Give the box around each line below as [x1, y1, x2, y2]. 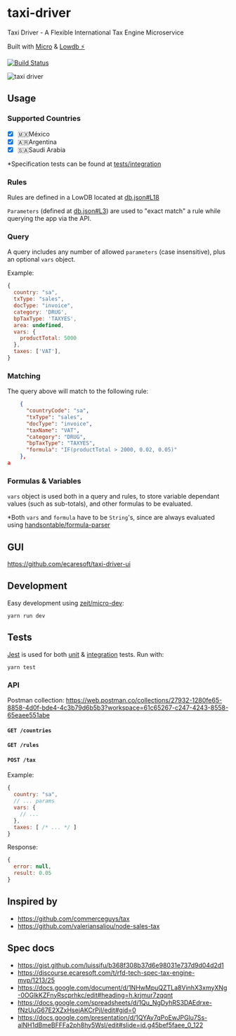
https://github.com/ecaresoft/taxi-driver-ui [7, 560, 131, 568]
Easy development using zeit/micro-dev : [7, 599, 124, 607]
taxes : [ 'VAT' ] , [13, 348, 61, 355]
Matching [7, 371, 41, 380]
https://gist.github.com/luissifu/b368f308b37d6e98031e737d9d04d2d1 [17, 961, 225, 969]
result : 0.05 [13, 870, 52, 877]
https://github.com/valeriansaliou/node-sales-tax [17, 921, 160, 930]
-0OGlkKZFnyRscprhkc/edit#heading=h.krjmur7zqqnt [17, 990, 173, 999]
